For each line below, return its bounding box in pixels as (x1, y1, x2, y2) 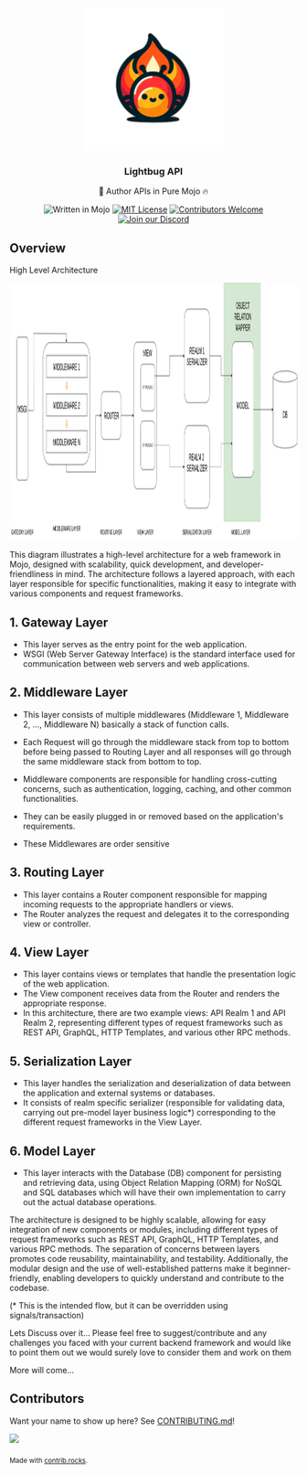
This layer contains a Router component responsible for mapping (22, 889, 268, 900)
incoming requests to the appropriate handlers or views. (22, 899, 235, 910)
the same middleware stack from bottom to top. (22, 755, 203, 766)
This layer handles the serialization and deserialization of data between (22, 1078, 291, 1089)
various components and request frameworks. (9, 588, 185, 599)
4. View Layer (9, 945, 90, 960)
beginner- (253, 1263, 291, 1274)
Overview (9, 240, 67, 256)
